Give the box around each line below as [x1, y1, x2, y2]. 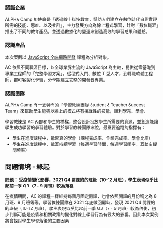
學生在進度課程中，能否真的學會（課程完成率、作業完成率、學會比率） [12, 135, 153, 141]
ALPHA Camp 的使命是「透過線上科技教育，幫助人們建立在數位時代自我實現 [5, 16, 157, 22]
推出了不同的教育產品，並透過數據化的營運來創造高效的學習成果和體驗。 [5, 28, 150, 35]
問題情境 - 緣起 [5, 163, 50, 171]
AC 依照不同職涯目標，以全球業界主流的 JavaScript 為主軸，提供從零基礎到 [5, 64, 156, 70]
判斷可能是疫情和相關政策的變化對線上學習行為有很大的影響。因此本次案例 [9, 211, 159, 217]
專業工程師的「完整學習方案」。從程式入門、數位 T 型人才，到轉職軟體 [5, 70, 145, 76]
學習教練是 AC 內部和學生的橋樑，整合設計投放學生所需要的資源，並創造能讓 [5, 118, 159, 124]
